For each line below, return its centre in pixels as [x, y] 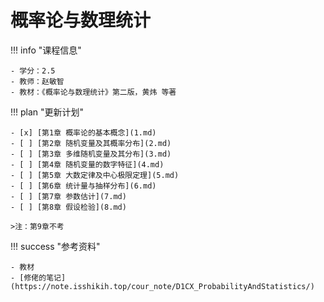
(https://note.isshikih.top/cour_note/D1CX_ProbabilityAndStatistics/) [162, 286]
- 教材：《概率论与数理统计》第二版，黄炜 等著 [93, 92]
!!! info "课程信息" [46, 50]
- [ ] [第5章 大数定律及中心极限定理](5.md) [95, 175]
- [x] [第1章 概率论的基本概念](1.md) [83, 132]
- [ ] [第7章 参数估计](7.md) [68, 196]
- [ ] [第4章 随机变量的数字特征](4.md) [87, 164]
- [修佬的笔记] [38, 277]
